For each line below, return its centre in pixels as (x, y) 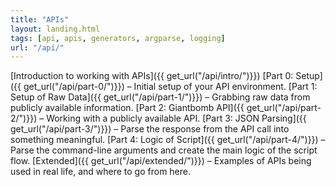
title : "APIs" (40, 19)
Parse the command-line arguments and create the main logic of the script (164, 150)
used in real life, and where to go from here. (101, 172)
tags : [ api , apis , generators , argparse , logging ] (118, 38)
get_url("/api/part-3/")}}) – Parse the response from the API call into (150, 129)
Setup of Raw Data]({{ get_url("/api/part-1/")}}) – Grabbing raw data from (160, 97)
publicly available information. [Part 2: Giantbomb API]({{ (127, 108)
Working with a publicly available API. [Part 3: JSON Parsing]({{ (176, 118)
